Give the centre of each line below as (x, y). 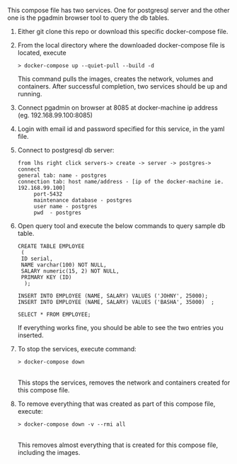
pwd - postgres (57, 213)
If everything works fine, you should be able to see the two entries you (121, 328)
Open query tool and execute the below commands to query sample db (121, 226)
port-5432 (48, 194)
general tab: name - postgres (62, 176)
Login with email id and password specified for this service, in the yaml (121, 129)
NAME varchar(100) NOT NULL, (64, 265)
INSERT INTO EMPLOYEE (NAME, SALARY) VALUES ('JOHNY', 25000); (113, 296)
